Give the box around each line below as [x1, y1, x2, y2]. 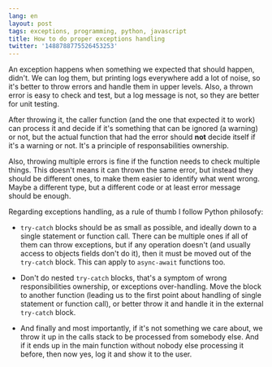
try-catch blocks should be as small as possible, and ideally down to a [19, 223, 257, 233]
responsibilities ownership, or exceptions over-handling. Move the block [19, 282, 262, 291]
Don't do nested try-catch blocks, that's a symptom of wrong [19, 273, 227, 283]
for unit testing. [8, 99, 59, 109]
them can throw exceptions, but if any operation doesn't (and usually [19, 240, 251, 250]
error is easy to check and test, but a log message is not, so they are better [8, 90, 260, 100]
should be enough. [8, 191, 71, 201]
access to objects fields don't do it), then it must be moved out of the [19, 249, 252, 259]
